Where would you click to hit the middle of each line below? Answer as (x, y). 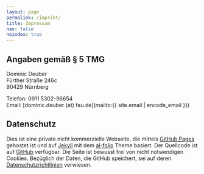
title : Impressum (28, 23)
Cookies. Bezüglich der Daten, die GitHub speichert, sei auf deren (89, 158)
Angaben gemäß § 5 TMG (56, 59)
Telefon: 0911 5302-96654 (40, 99)
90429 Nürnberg (27, 86)
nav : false (20, 29)
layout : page (23, 12)
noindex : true (24, 35)
